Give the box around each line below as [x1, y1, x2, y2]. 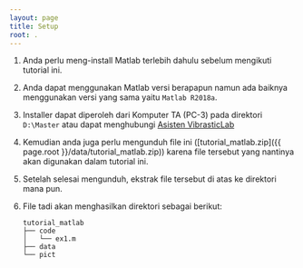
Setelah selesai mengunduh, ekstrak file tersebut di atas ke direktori [22, 174, 277, 184]
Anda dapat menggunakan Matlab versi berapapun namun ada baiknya [22, 83, 288, 94]
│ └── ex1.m [22, 234, 76, 243]
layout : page [9, 13, 59, 23]
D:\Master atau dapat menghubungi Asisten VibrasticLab [22, 119, 235, 130]
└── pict [22, 251, 56, 260]
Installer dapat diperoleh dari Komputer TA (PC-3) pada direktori [22, 110, 263, 121]
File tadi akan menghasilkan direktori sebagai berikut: [22, 201, 222, 212]
